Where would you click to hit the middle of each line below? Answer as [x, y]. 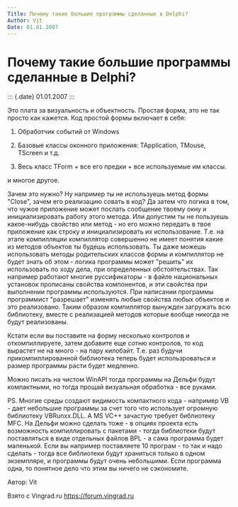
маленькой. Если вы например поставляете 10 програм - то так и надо [115, 446]
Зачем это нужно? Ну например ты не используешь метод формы [108, 194]
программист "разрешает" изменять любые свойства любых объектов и [118, 300]
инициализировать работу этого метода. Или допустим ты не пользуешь [118, 217]
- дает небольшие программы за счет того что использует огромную [113, 409]
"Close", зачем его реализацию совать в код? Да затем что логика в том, [119, 202]
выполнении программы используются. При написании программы [110, 292]
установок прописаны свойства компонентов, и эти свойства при [107, 285]
